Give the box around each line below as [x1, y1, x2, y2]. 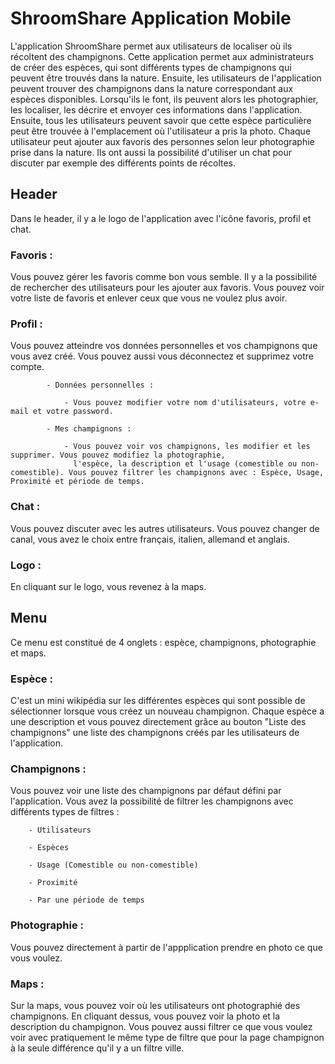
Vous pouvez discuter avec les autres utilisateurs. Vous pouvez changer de [10, 522, 320, 534]
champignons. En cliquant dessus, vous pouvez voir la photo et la [10, 1010, 281, 1022]
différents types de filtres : [10, 806, 120, 818]
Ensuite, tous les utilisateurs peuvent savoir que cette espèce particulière [10, 114, 312, 126]
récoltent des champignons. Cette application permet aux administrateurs [10, 50, 315, 62]
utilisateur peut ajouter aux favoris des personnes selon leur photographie [10, 135, 315, 147]
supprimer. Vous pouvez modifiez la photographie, [10, 450, 226, 461]
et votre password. [32, 407, 114, 417]
